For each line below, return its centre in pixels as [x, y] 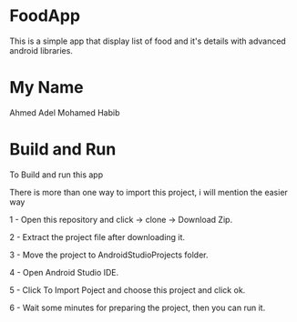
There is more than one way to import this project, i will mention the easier [149, 192]
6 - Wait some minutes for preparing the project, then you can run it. [138, 307]
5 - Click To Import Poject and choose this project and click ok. [128, 290]
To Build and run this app [56, 175]
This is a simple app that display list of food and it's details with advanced [148, 41]
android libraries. [41, 50]
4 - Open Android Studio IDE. [64, 272]
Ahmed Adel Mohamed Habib [65, 112]
